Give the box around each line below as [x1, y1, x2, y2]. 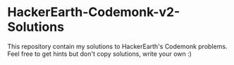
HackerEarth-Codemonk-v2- [7, 4, 180, 20]
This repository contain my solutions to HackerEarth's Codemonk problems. [7, 42, 228, 50]
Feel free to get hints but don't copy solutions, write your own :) [7, 50, 192, 58]
